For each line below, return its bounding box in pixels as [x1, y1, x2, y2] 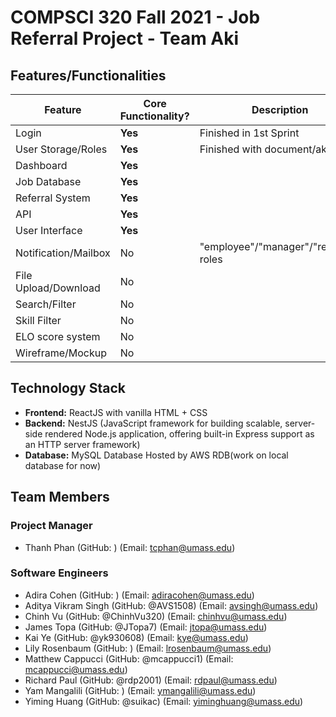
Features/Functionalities [10, 67, 167, 84]
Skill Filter [15, 314, 62, 327]
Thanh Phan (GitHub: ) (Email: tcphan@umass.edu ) [24, 541, 236, 553]
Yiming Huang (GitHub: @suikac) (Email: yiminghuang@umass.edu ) [24, 695, 304, 707]
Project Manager [10, 519, 93, 533]
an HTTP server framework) [24, 438, 141, 450]
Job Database [15, 175, 82, 188]
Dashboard [15, 159, 68, 172]
